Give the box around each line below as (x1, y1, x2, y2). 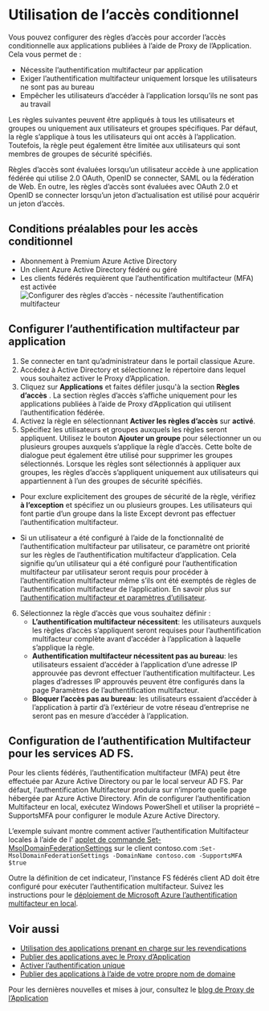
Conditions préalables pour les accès (8, 222, 198, 236)
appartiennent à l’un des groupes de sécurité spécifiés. (19, 476, 203, 485)
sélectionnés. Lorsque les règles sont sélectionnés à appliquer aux (19, 459, 241, 468)
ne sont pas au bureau (19, 82, 95, 92)
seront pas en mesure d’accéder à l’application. (31, 711, 189, 720)
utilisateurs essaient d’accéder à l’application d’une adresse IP (31, 659, 238, 669)
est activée (19, 282, 57, 291)
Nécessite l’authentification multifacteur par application (19, 64, 203, 74)
